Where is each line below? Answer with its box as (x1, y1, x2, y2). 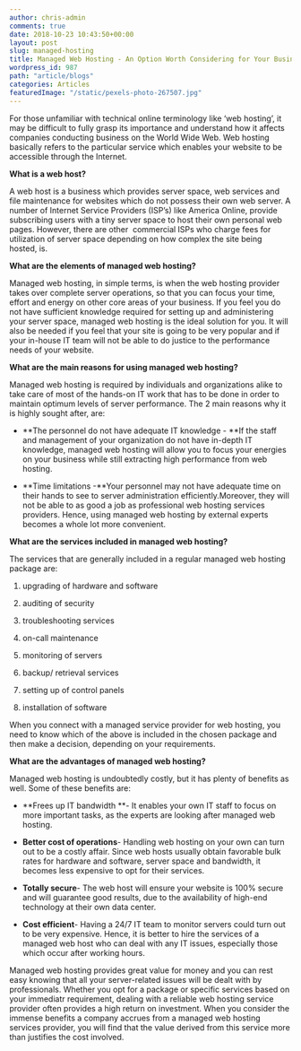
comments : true (9, 22, 66, 30)
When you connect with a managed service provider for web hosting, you (9, 719, 280, 730)
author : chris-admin (9, 13, 87, 22)
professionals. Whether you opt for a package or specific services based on (9, 984, 290, 995)
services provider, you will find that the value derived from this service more (9, 1021, 291, 1032)
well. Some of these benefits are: (9, 782, 132, 794)
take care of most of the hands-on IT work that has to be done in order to (9, 388, 279, 399)
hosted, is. (9, 243, 48, 254)
